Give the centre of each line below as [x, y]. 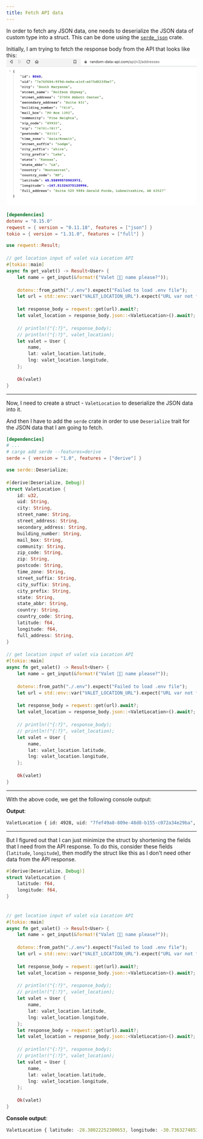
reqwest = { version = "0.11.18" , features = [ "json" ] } [79, 227]
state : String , [36, 597]
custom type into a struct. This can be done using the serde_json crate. [95, 37]
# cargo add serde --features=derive [54, 452]
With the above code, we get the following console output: [79, 799]
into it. [14, 409]
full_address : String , [46, 635]
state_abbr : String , [43, 604]
